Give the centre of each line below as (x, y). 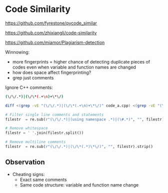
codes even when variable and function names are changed (74, 67)
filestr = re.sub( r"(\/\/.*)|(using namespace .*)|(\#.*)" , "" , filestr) (85, 119)
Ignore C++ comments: (29, 87)
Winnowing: (17, 52)
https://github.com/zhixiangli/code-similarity (51, 32)
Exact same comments (43, 179)
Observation (25, 162)
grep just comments (33, 77)
